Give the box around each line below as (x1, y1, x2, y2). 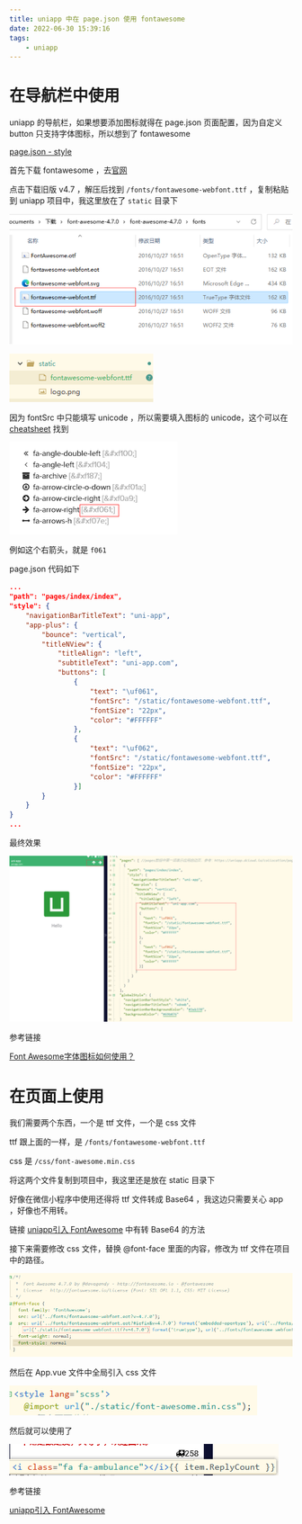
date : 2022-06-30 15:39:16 (9, 23, 111, 33)
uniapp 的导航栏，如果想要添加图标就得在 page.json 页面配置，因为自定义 (9, 117, 283, 128)
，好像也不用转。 (9, 1206, 73, 1216)
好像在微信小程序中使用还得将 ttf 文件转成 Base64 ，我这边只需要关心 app (9, 1194, 283, 1205)
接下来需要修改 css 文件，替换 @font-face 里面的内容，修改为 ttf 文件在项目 (9, 1243, 290, 1254)
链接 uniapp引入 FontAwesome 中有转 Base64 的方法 (9, 1224, 206, 1235)
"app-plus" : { (25, 621, 78, 630)
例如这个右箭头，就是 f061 (9, 544, 107, 555)
